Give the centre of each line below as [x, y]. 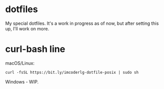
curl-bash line [35, 49]
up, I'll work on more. [27, 28]
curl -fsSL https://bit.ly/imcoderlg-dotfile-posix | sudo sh [72, 72]
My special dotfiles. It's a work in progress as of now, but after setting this [82, 23]
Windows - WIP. [22, 81]
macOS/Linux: [20, 63]
